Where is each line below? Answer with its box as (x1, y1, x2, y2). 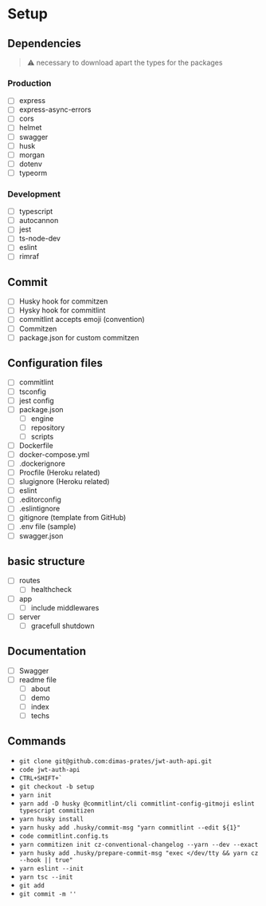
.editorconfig (18, 495, 61, 504)
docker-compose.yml (18, 449, 90, 459)
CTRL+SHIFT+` (18, 774, 63, 782)
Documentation (7, 645, 87, 658)
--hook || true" (18, 856, 73, 864)
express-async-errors (18, 105, 92, 114)
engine (30, 413, 54, 423)
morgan (18, 149, 45, 160)
